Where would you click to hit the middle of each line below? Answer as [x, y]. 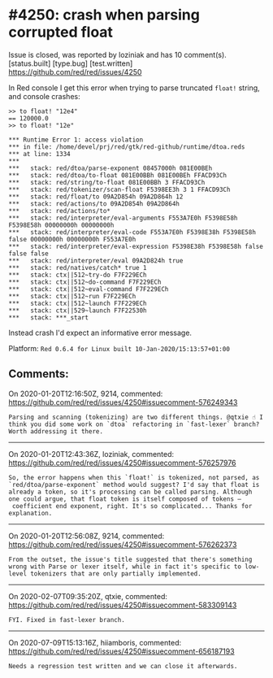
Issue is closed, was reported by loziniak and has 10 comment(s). [118, 54]
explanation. [30, 513]
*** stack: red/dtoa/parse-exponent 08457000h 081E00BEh [110, 168]
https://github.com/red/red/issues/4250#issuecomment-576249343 [123, 402]
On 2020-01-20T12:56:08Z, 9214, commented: [87, 536]
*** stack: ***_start [49, 317]
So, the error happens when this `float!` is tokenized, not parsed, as [134, 477]
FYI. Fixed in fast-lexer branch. [67, 619]
